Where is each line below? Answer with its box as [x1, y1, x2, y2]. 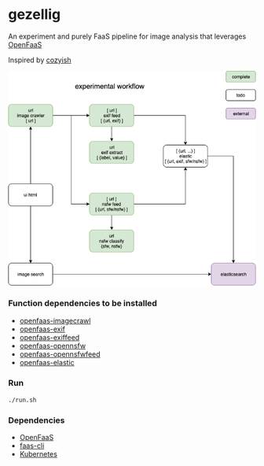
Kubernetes [19, 449, 57, 459]
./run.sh [8, 396, 37, 404]
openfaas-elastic [19, 357, 75, 367]
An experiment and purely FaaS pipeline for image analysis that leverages [8, 31, 247, 41]
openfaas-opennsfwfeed [19, 349, 101, 359]
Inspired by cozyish [8, 55, 72, 65]
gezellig [8, 6, 61, 24]
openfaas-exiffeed [19, 332, 80, 342]
